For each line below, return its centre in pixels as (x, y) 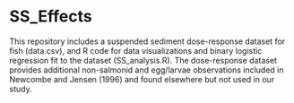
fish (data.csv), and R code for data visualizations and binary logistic (136, 50)
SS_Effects (51, 17)
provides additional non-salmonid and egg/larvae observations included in (147, 70)
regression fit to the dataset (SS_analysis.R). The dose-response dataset (143, 60)
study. (21, 89)
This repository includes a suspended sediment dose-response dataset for (147, 41)
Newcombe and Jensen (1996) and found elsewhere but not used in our (142, 79)
